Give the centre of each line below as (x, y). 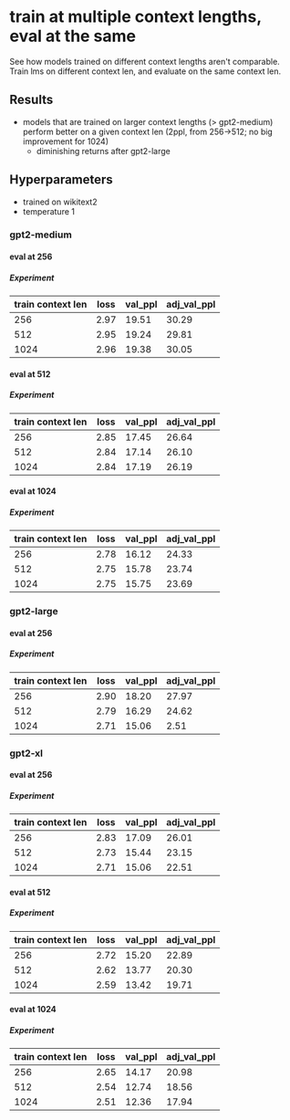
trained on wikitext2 (60, 202)
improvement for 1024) (66, 141)
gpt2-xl (26, 753)
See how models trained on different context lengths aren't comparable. (145, 61)
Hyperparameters (62, 180)
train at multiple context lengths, (135, 17)
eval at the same (73, 36)
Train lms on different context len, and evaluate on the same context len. (145, 71)
